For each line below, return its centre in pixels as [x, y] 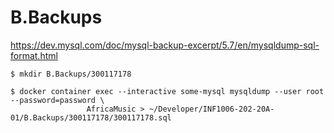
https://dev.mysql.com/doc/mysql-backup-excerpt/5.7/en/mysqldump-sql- [165, 45]
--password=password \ [57, 100]
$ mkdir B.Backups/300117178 [71, 74]
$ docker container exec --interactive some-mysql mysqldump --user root [167, 91]
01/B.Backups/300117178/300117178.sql [91, 117]
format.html [34, 55]
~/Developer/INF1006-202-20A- [211, 109]
